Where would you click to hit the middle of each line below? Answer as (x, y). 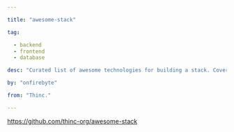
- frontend (29, 51)
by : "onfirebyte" (32, 83)
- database (29, 58)
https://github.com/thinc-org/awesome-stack (72, 121)
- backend (28, 45)
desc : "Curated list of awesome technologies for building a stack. (109, 70)
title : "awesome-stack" (42, 19)
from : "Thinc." (29, 95)
